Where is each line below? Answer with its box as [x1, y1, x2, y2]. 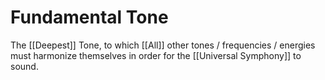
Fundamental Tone [10, 6, 169, 29]
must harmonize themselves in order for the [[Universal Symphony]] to [10, 49, 302, 61]
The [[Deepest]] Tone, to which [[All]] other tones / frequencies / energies [10, 39, 316, 51]
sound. [10, 60, 39, 72]
